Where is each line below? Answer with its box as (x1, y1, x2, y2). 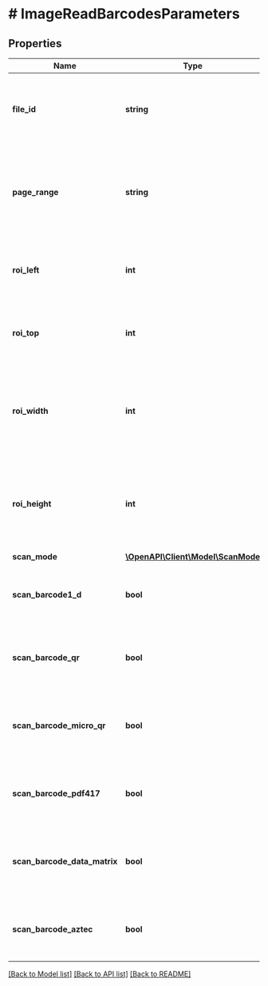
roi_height (12, 499, 52, 509)
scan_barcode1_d (12, 589, 82, 600)
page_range (12, 187, 59, 197)
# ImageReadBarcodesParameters (8, 5, 241, 23)
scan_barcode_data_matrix (12, 856, 118, 867)
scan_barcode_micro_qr (12, 720, 106, 731)
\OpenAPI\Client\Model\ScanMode (124, 551, 261, 562)
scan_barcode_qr (12, 652, 80, 663)
